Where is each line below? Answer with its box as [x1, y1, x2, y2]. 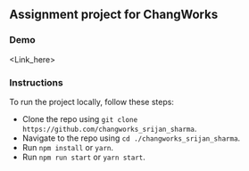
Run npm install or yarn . [21, 142, 114, 152]
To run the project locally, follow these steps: [9, 96, 174, 107]
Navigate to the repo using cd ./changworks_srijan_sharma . [21, 133, 241, 143]
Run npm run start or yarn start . [21, 151, 145, 162]
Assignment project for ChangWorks [9, 7, 219, 22]
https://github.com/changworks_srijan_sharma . [21, 123, 197, 134]
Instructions [9, 76, 64, 88]
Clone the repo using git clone [21, 113, 138, 124]
